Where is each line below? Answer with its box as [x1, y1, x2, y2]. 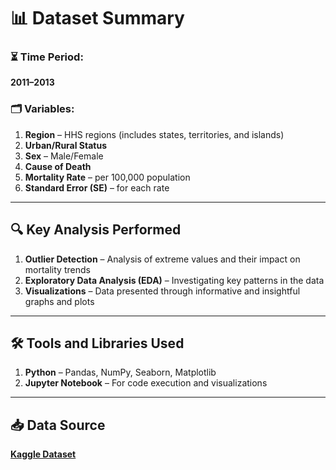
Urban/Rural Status [24, 139, 108, 151]
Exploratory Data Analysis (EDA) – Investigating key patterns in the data [24, 274, 325, 286]
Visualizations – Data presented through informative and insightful [24, 285, 301, 297]
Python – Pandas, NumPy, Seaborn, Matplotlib [24, 366, 217, 379]
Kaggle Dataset [10, 448, 77, 460]
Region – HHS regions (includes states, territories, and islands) [24, 128, 285, 140]
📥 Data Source [10, 416, 106, 434]
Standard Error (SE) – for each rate [24, 181, 170, 194]
